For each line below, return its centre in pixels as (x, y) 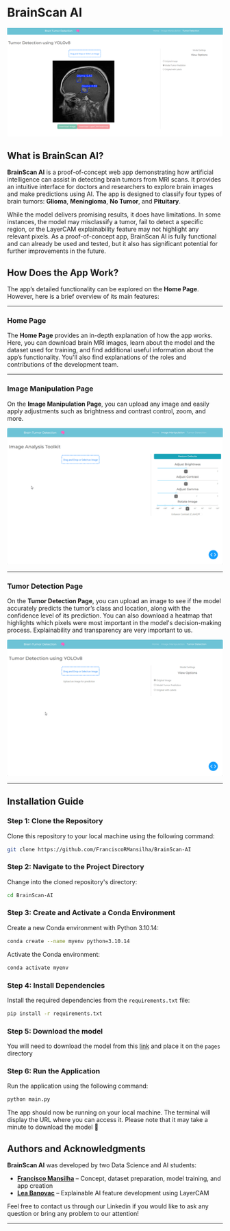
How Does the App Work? (63, 272)
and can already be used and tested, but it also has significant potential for (113, 244)
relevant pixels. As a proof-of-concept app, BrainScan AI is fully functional (112, 236)
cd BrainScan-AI (30, 895)
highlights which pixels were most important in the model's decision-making (114, 622)
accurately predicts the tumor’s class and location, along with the (99, 608)
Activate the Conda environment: (54, 954)
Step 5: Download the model (55, 1031)
